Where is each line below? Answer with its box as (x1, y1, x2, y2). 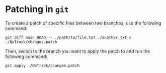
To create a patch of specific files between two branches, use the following (5, 20, 161, 26)
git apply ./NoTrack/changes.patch (5, 63, 80, 68)
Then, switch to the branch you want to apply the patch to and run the (5, 48, 150, 54)
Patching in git (5, 3, 69, 15)
